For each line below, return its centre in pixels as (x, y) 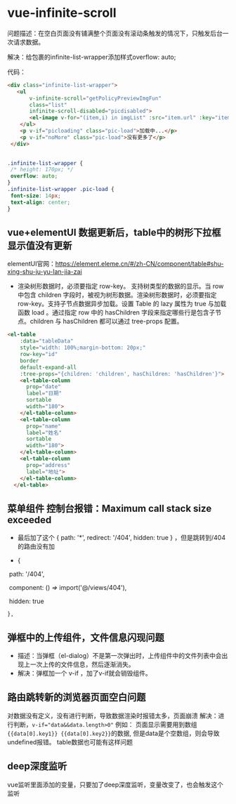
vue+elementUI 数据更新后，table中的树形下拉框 (114, 232)
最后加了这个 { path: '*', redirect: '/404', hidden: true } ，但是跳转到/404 (122, 538)
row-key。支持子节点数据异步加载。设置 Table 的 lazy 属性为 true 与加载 (122, 304)
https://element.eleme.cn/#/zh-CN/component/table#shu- (139, 264)
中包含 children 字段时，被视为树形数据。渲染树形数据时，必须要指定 (117, 295)
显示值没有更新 (40, 245)
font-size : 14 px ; (35, 196)
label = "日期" (44, 394)
